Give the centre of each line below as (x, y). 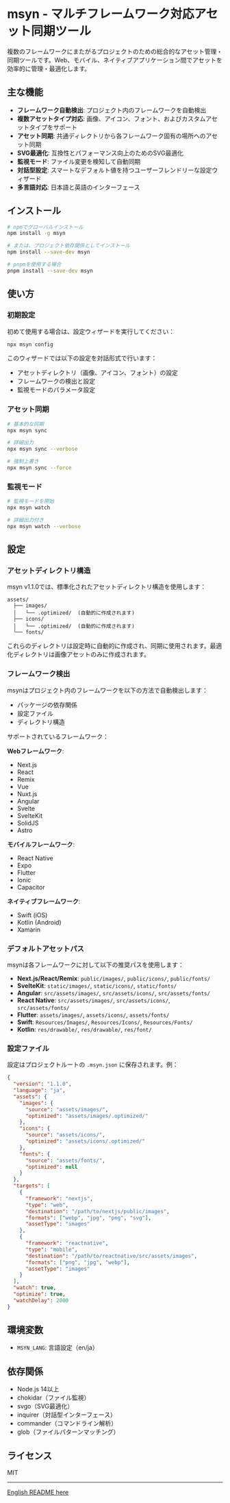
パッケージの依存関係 (47, 705)
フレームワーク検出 (39, 674)
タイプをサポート (53, 127)
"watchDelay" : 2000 (41, 1300)
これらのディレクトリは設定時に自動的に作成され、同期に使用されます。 (108, 646)
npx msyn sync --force (39, 468)
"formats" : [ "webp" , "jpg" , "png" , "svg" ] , (88, 1218)
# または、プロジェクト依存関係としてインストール (69, 246)
